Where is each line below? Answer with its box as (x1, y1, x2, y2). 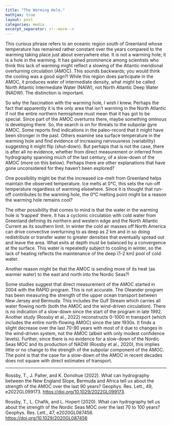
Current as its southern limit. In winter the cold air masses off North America (5, 223, 166, 229)
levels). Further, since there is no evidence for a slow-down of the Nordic (5, 336, 160, 342)
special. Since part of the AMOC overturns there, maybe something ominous (5, 116, 167, 122)
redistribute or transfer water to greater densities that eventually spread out (5, 234, 165, 240)
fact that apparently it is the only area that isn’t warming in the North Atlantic (5, 105, 166, 111)
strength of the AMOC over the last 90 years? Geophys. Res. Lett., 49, (5, 383, 153, 390)
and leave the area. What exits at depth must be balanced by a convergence (5, 240, 166, 246)
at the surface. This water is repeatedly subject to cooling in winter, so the (5, 245, 162, 251)
